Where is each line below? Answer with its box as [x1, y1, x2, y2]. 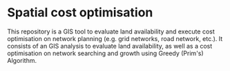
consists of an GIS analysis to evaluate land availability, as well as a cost [7, 42, 213, 50]
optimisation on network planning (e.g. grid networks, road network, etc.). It [7, 34, 223, 42]
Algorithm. [7, 56, 37, 64]
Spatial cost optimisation [7, 5, 153, 20]
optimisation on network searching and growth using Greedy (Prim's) [7, 49, 204, 57]
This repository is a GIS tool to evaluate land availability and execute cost [7, 27, 215, 35]
